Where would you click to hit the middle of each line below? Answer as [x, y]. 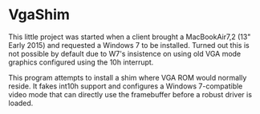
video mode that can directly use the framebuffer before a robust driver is [130, 94]
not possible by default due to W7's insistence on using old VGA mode [125, 53]
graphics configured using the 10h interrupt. [81, 62]
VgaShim [39, 15]
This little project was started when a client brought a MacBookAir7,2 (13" [130, 37]
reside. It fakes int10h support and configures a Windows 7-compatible [126, 86]
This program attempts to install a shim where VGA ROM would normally [128, 77]
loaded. [21, 103]
